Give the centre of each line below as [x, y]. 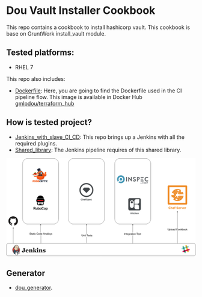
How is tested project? [49, 122]
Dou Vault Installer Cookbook [81, 11]
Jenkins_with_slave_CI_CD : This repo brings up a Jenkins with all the [100, 137]
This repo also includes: [36, 78]
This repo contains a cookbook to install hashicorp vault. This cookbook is [98, 27]
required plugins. [36, 143]
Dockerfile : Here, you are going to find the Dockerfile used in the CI [98, 91]
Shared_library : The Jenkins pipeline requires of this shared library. [98, 150]
